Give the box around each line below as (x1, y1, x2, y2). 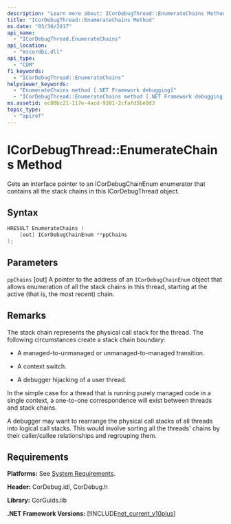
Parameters (7, 257, 58, 269)
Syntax (7, 207, 38, 218)
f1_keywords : (7, 67, 45, 74)
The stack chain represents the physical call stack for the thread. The (7, 328, 204, 336)
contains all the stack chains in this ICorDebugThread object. (7, 187, 180, 195)
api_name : (7, 29, 36, 36)
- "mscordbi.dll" (13, 49, 63, 56)
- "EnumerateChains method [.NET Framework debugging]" (13, 87, 177, 94)
